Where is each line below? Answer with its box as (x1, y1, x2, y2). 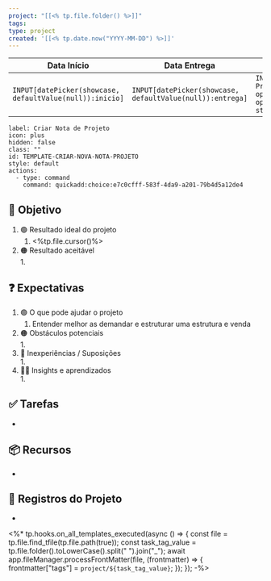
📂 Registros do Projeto (8, 491, 123, 505)
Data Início (47, 60, 90, 71)
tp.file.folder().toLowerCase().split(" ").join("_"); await (8, 546, 186, 556)
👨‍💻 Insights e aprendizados (19, 365, 111, 375)
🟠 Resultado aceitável (19, 245, 95, 255)
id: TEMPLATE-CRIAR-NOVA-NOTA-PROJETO (8, 153, 139, 161)
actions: (8, 167, 38, 175)
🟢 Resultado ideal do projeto (19, 225, 117, 235)
